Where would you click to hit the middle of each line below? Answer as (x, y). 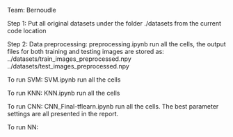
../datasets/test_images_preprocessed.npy (69, 66)
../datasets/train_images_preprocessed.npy (70, 59)
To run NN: (23, 127)
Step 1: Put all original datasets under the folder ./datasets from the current (114, 23)
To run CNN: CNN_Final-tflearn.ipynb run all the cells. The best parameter (113, 106)
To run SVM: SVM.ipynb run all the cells (64, 80)
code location (27, 31)
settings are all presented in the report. (63, 114)
